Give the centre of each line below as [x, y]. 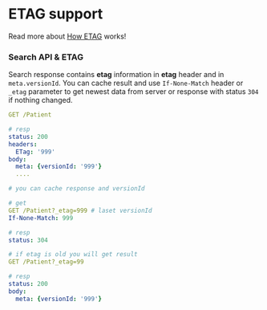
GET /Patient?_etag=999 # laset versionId [80, 210]
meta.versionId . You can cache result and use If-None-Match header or [126, 83]
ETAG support [56, 14]
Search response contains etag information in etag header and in [116, 75]
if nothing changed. [40, 100]
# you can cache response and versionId [77, 189]
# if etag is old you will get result [73, 255]
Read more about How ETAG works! [67, 36]
